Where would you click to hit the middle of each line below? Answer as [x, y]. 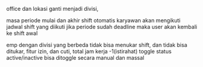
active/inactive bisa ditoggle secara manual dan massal [75, 58]
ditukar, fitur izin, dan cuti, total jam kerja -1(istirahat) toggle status [89, 51]
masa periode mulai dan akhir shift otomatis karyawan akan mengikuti [93, 20]
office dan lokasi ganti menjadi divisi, [52, 9]
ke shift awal [22, 33]
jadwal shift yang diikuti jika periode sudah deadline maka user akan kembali [102, 27]
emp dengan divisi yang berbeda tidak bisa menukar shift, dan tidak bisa [97, 45]
